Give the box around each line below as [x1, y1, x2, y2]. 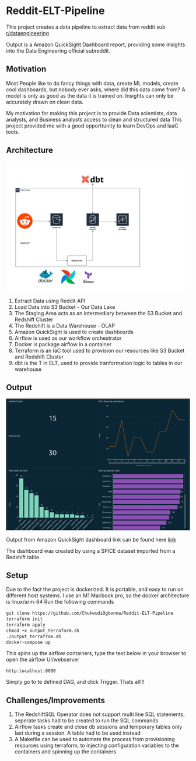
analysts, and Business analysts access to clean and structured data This [6, 116, 182, 123]
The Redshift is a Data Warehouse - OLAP [14, 322, 116, 329]
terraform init [6, 616, 43, 622]
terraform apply [6, 622, 45, 628]
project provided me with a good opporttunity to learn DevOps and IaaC [6, 122, 179, 129]
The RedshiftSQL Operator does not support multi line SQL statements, [14, 711, 185, 718]
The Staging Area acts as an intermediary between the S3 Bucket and [14, 309, 183, 316]
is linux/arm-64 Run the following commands [6, 598, 114, 605]
